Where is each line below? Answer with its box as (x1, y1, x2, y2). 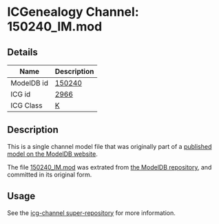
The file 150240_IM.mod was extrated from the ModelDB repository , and (7, 163, 212, 171)
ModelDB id (10, 79, 49, 88)
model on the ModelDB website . (7, 150, 98, 158)
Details (7, 46, 38, 58)
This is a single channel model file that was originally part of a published (7, 142, 212, 150)
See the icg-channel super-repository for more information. (7, 208, 176, 217)
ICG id (10, 90, 31, 99)
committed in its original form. (7, 170, 92, 179)
